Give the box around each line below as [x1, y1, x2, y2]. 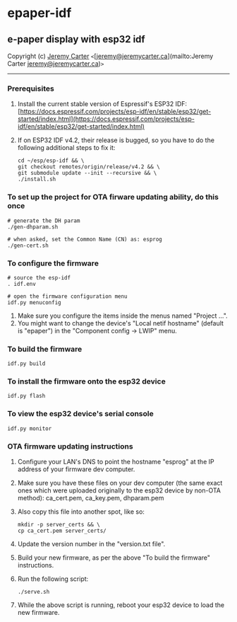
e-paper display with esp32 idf [7, 33, 146, 45]
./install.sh [17, 175, 56, 183]
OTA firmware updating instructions [7, 441, 133, 451]
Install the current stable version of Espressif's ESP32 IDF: [17, 100, 188, 108]
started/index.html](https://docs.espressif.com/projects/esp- [17, 115, 195, 123]
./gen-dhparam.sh [7, 223, 59, 231]
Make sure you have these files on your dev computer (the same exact [17, 479, 223, 488]
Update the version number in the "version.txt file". [17, 540, 166, 548]
